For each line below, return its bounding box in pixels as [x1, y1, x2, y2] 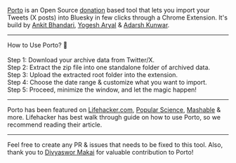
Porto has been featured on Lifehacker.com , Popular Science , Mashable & [7, 106, 221, 114]
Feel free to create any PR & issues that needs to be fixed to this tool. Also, [7, 141, 223, 149]
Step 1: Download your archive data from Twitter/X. [7, 56, 155, 64]
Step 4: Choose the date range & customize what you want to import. [7, 78, 207, 86]
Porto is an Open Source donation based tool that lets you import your [7, 6, 210, 14]
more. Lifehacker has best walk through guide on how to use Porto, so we [7, 113, 221, 121]
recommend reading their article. [7, 120, 103, 129]
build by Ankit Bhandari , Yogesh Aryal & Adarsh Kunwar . [7, 21, 170, 29]
